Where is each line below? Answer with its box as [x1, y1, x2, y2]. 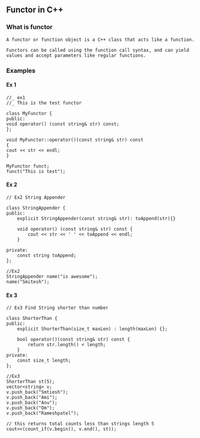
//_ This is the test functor [6, 99, 82, 106]
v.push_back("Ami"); [6, 395, 58, 401]
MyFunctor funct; [6, 163, 50, 169]
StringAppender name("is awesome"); [6, 274, 98, 280]
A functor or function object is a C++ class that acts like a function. [6, 36, 195, 43]
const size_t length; [17, 358, 71, 364]
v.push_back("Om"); [6, 405, 55, 411]
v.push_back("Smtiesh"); [6, 389, 68, 395]
